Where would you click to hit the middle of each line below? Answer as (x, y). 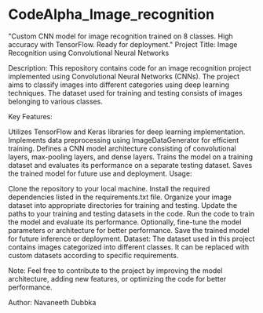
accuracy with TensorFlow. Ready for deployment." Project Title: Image (123, 44)
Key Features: (30, 116)
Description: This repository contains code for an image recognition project (130, 67)
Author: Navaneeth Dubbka (52, 302)
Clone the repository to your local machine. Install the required (109, 188)
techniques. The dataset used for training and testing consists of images (125, 93)
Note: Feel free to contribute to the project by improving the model (115, 270)
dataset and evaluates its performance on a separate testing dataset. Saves (130, 165)
